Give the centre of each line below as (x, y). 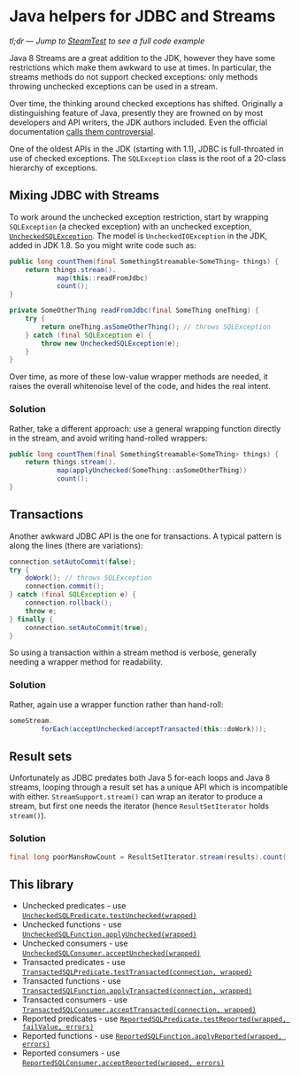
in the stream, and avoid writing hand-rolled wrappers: (108, 438)
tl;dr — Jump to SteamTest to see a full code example (107, 41)
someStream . (31, 721)
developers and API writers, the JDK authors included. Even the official (138, 122)
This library (42, 884)
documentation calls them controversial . (82, 131)
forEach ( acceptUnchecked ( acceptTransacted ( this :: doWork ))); (154, 729)
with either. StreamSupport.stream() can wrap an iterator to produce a (136, 797)
